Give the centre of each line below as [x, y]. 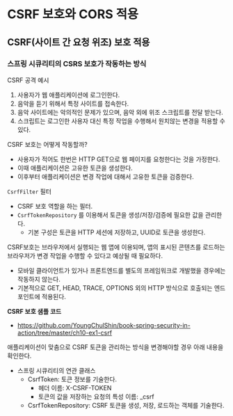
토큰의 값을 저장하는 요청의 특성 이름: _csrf [96, 397]
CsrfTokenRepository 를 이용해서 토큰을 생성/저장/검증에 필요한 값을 [110, 215]
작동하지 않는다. [39, 279]
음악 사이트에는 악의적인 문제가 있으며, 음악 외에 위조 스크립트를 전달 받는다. [120, 112]
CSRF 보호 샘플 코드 [34, 311]
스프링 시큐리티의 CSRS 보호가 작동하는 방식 [77, 63]
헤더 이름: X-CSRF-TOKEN [75, 387]
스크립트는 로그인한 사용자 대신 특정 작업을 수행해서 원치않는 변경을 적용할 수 [121, 121]
